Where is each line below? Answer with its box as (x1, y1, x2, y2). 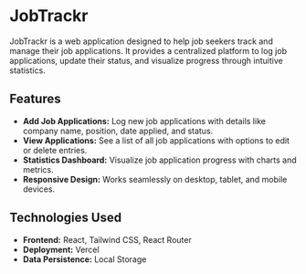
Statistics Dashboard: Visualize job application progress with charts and (22, 154, 297, 165)
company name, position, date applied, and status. (22, 125, 214, 136)
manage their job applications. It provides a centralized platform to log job (9, 45, 288, 56)
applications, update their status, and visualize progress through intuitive (9, 55, 283, 66)
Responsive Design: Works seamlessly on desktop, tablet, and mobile (22, 174, 288, 184)
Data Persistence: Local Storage (22, 253, 147, 265)
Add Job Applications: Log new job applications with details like (22, 115, 267, 126)
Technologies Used (9, 210, 121, 226)
